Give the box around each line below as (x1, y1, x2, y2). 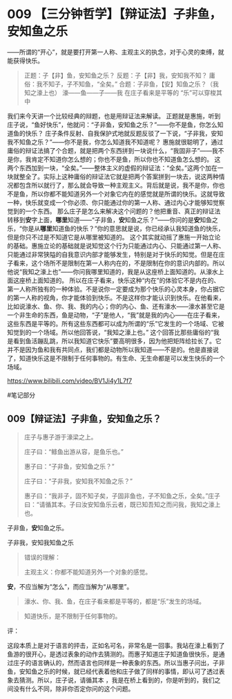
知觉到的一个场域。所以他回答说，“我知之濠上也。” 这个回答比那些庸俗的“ (7, 328, 214, 336)
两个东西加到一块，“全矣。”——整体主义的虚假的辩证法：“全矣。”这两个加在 (7, 163, 217, 172)
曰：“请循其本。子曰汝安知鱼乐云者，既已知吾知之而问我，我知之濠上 (23, 500, 221, 509)
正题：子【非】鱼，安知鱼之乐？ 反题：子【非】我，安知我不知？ (23, 71, 208, 80)
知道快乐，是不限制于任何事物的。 (23, 612, 122, 620)
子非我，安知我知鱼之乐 (7, 538, 74, 547)
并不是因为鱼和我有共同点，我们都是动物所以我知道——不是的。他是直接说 (7, 345, 219, 354)
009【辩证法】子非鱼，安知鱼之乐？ (7, 413, 162, 425)
